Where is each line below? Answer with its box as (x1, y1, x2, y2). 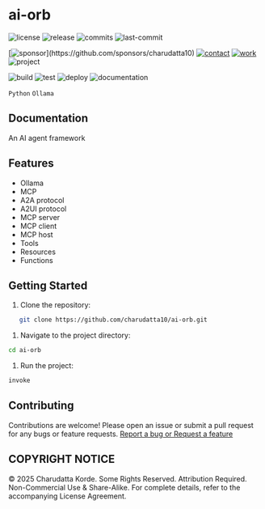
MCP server (19, 212, 61, 222)
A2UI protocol (19, 204, 67, 214)
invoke (8, 376, 31, 385)
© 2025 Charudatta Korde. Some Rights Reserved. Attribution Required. (8, 473, 248, 483)
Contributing (8, 399, 74, 413)
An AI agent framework (8, 133, 86, 142)
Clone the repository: (19, 300, 91, 310)
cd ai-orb (8, 346, 42, 354)
